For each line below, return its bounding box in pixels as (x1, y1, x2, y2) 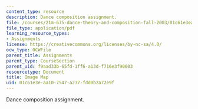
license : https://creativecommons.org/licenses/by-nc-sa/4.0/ (6, 42, 162, 48)
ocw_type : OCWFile (6, 47, 51, 53)
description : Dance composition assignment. (6, 14, 117, 20)
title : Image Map (6, 74, 49, 80)
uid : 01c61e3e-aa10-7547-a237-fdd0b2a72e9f (6, 80, 115, 86)
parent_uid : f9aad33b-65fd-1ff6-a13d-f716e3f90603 (6, 63, 133, 70)
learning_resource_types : (6, 31, 70, 37)
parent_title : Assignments (6, 52, 72, 58)
